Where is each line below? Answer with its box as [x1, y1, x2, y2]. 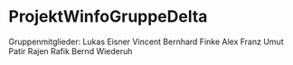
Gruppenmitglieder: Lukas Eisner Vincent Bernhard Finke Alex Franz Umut [8, 36, 284, 47]
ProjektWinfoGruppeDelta [8, 6, 208, 27]
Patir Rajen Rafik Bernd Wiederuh [8, 45, 133, 56]
